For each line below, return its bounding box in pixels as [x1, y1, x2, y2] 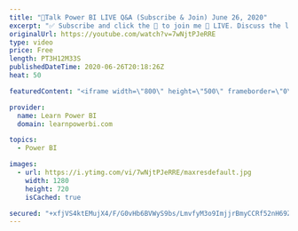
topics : [9, 135, 38, 145]
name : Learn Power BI [17, 111, 98, 120]
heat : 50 [9, 71, 42, 80]
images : [9, 160, 38, 169]
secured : [9, 209, 42, 218]
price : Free [9, 46, 53, 55]
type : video [9, 37, 53, 47]
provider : [9, 103, 46, 112]
